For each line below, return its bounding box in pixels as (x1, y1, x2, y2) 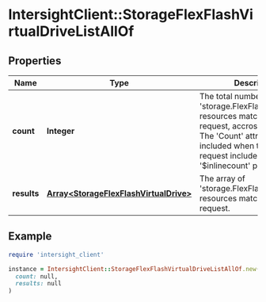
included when (199, 140, 255, 151)
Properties (8, 54, 62, 67)
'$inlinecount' (199, 160, 251, 171)
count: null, (15, 272, 59, 281)
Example (8, 230, 52, 243)
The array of (199, 173, 245, 184)
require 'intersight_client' (8, 250, 104, 258)
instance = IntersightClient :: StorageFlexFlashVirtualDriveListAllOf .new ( (8, 265, 260, 273)
